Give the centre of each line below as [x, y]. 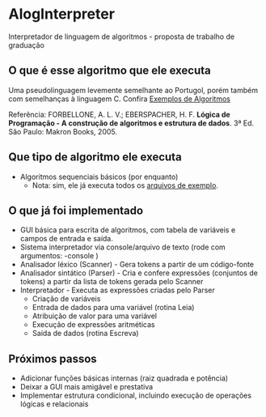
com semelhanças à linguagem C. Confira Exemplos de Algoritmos [119, 99]
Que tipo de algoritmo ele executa [95, 157]
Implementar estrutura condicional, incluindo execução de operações [136, 396]
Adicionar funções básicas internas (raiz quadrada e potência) [124, 378]
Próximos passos [53, 358]
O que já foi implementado [76, 210]
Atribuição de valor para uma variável [95, 316]
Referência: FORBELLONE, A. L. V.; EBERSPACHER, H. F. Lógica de [119, 114]
